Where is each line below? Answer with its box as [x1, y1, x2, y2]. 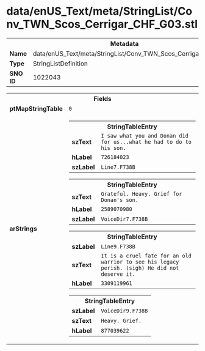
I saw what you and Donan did [100, 132, 189, 139]
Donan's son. [100, 196, 139, 203]
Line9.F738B [100, 243, 135, 250]
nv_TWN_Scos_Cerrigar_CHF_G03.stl [6, 17, 198, 31]
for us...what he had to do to [100, 138, 192, 145]
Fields [93, 94, 112, 103]
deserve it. [100, 270, 135, 278]
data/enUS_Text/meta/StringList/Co [6, 4, 193, 18]
